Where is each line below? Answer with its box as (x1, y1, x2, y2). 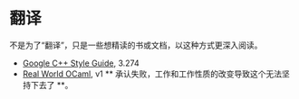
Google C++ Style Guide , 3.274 (22, 58, 140, 68)
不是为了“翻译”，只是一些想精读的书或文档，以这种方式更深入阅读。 (9, 40, 263, 50)
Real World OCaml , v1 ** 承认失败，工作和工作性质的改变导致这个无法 (22, 68, 283, 79)
